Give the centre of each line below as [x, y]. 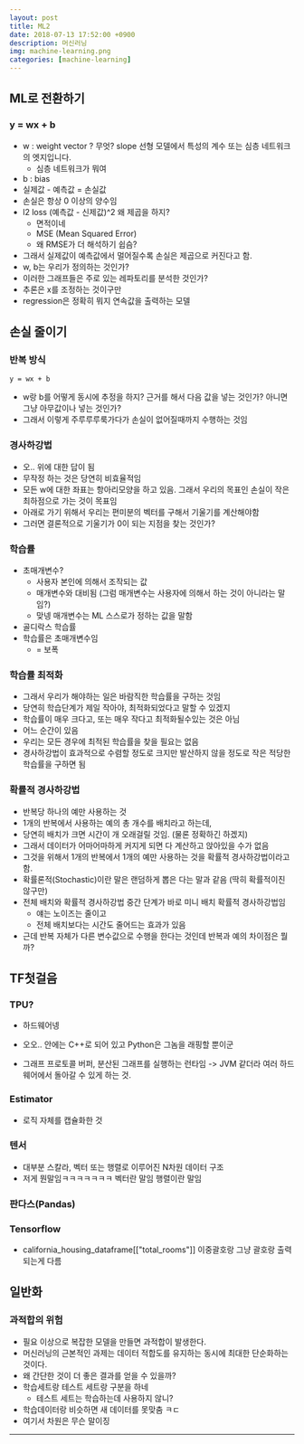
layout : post [34, 18]
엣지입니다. [52, 157]
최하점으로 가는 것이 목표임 [70, 500]
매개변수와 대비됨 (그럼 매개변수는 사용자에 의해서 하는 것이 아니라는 [156, 592]
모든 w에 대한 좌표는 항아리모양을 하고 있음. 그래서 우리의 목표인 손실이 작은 [156, 489]
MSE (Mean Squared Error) [86, 233]
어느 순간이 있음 [50, 731]
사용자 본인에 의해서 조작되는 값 [91, 581]
